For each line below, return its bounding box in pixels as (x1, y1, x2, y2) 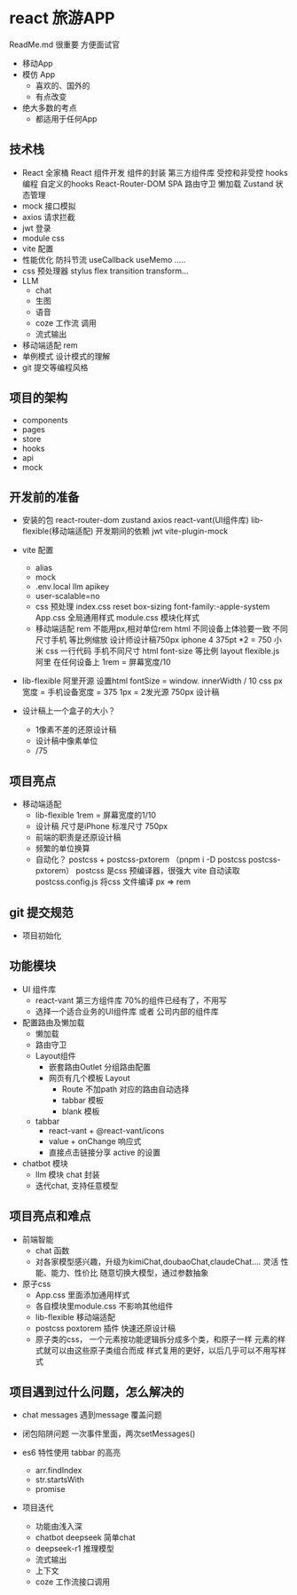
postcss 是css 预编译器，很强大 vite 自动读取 (75, 865, 240, 876)
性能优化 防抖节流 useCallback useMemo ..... (21, 254, 186, 265)
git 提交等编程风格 (21, 361, 89, 373)
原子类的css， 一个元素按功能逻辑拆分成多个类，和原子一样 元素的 (35, 1333, 278, 1345)
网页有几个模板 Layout (48, 1072, 130, 1083)
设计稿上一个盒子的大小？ (21, 706, 116, 716)
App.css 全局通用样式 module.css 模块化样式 (35, 612, 199, 623)
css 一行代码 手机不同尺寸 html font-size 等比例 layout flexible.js (45, 645, 280, 657)
